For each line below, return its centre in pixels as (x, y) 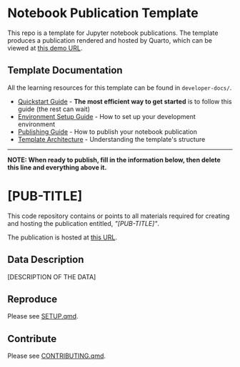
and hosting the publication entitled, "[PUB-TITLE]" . (83, 223)
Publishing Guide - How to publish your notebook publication (107, 131)
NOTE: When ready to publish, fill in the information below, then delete (114, 160)
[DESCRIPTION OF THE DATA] (52, 276)
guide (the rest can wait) (54, 109)
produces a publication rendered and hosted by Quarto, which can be (110, 40)
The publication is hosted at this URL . (62, 237)
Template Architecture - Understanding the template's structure (111, 139)
